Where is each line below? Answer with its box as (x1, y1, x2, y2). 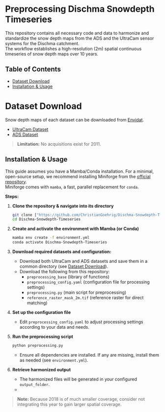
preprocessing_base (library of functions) (27, 274, 110, 280)
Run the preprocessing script (12, 334, 74, 339)
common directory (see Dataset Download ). (19, 263, 109, 269)
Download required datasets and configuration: (12, 249, 111, 255)
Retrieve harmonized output (12, 366, 71, 372)
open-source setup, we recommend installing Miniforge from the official (5, 173, 151, 180)
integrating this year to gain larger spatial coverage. (17, 401, 122, 407)
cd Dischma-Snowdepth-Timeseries (12, 217, 81, 222)
